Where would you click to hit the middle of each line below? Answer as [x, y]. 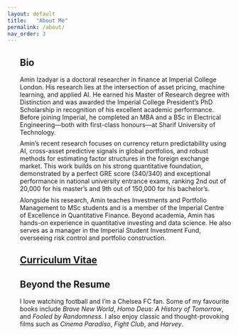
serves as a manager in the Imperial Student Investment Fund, [110, 230]
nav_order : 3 [27, 34]
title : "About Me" [38, 21]
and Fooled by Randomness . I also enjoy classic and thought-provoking [125, 317]
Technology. [38, 133]
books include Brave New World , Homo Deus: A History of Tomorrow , [122, 309]
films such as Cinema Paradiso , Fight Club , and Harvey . [102, 324]
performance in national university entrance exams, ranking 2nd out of [123, 181]
